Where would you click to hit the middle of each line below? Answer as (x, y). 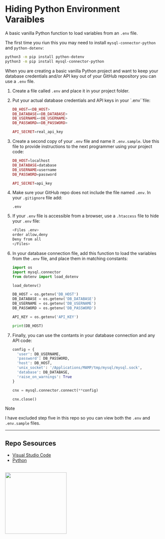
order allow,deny (30, 235)
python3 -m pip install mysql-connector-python (55, 61)
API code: (22, 340)
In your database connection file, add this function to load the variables (84, 253)
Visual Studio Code (32, 455)
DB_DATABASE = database (34, 165)
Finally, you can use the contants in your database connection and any (84, 335)
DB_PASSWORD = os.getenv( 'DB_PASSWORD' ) (54, 308)
